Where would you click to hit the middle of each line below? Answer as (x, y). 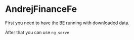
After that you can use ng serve (37, 32)
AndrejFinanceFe (41, 9)
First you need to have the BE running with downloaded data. (67, 23)
